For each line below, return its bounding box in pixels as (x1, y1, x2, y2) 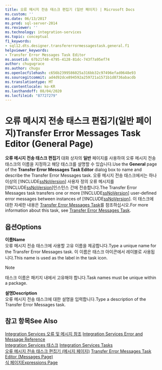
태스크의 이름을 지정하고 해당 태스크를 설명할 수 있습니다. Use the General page (5, 161, 157, 167)
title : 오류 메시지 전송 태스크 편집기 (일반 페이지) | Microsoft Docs (5, 7, 135, 12)
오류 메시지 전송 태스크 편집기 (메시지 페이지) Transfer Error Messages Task (5, 348, 152, 354)
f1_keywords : (5, 39, 32, 44)
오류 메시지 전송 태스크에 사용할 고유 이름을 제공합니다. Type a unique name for (5, 243, 157, 248)
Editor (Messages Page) (5, 353, 54, 359)
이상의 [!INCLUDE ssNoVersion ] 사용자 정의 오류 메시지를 (5, 179, 114, 185)
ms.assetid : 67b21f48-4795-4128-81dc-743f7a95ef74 (5, 57, 110, 62)
